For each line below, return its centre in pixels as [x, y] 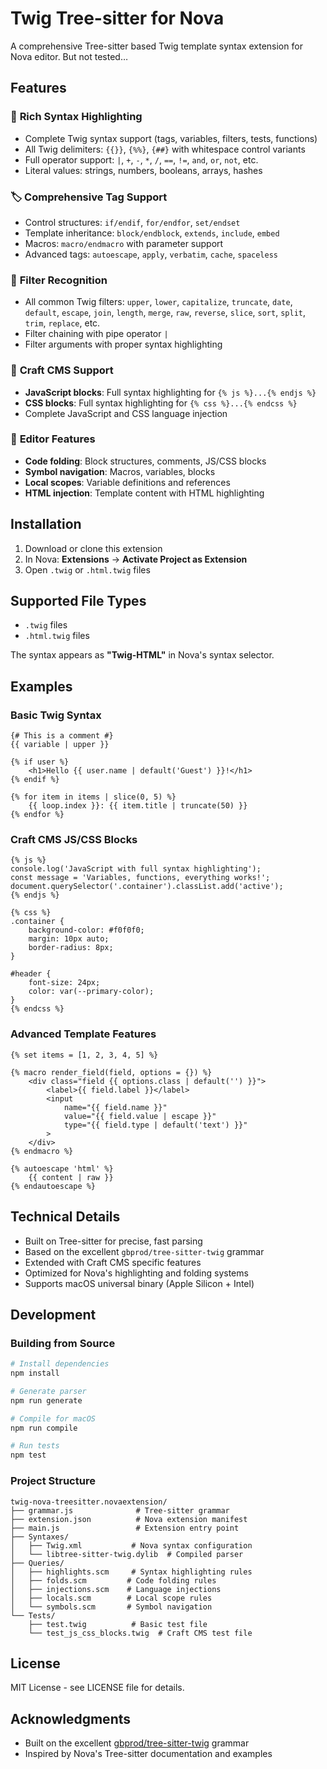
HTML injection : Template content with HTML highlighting [144, 493]
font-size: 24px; [64, 983]
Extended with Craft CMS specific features [113, 1262]
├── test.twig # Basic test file [118, 1624]
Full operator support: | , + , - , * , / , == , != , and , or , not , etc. [141, 159]
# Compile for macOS [53, 1418]
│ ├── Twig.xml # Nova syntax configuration [131, 1545]
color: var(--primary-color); [91, 992]
